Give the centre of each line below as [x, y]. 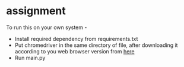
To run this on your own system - [47, 27]
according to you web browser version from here [74, 51]
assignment [36, 11]
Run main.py [30, 58]
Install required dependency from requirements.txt [76, 39]
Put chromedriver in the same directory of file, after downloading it [96, 45]
